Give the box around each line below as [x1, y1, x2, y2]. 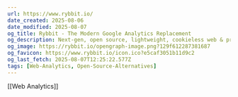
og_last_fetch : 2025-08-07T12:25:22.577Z [7, 56, 132, 63]
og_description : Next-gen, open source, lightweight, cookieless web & [7, 37, 223, 44]
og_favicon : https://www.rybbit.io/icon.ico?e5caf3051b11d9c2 [7, 50, 195, 57]
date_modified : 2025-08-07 [7, 23, 87, 30]
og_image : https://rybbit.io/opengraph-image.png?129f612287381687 [7, 43, 211, 50]
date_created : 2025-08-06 [7, 17, 84, 24]
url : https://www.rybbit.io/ [7, 10, 93, 18]
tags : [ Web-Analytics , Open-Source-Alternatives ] [7, 63, 157, 70]
